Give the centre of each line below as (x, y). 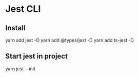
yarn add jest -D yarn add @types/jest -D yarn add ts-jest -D (70, 40)
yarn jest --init (21, 69)
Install (15, 28)
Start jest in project (37, 56)
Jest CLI (23, 9)
